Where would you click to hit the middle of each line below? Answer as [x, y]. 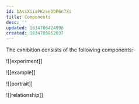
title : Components [28, 17]
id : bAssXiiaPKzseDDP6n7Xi [39, 11]
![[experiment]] [24, 61]
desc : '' [17, 22]
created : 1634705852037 [35, 33]
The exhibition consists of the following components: [70, 50]
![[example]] [21, 72]
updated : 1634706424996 [35, 28]
